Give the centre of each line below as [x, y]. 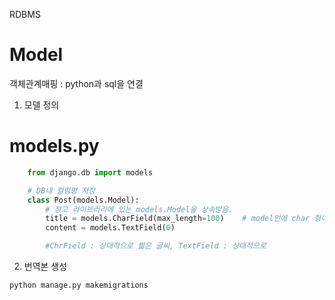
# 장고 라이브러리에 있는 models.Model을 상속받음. [139, 209]
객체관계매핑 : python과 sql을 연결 [76, 83]
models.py [54, 146]
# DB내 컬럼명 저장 [61, 190]
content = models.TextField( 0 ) [110, 228]
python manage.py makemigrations [79, 285]
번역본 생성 [45, 266]
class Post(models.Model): [83, 200]
